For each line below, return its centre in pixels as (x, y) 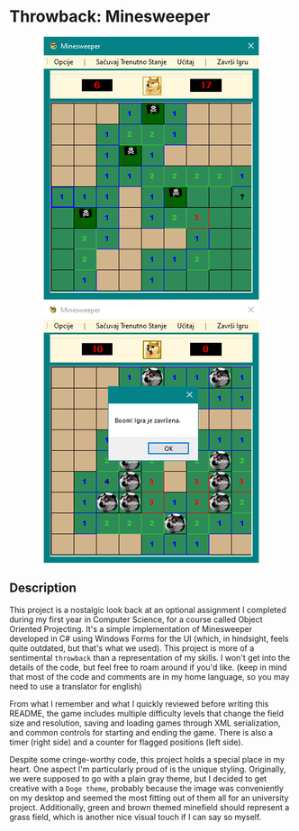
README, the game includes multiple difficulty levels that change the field (146, 713)
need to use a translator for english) (76, 686)
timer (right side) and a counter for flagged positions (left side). (127, 742)
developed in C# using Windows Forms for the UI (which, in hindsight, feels (149, 638)
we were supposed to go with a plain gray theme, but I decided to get (138, 778)
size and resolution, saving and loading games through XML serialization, (145, 723)
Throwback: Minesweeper (110, 17)
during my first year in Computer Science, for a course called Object (136, 619)
